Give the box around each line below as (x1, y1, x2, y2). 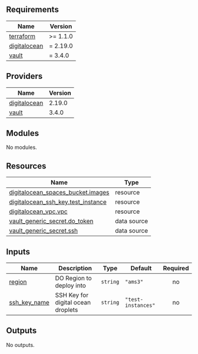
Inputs (6, 247, 31, 257)
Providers (6, 71, 43, 81)
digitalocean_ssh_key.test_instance (9, 198, 107, 206)
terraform (9, 32, 36, 40)
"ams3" (124, 279, 143, 285)
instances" (124, 302, 156, 309)
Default (130, 264, 152, 273)
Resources (6, 161, 47, 171)
